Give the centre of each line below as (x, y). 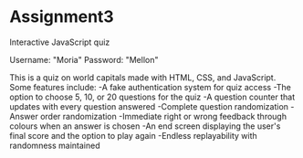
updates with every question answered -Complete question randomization (149, 106)
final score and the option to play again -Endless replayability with (133, 135)
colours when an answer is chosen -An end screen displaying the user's (145, 126)
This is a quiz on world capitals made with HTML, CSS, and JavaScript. (143, 77)
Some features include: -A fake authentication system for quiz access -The (151, 87)
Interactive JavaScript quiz (60, 42)
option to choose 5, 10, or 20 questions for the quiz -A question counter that (152, 97)
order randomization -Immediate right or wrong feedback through (163, 116)
